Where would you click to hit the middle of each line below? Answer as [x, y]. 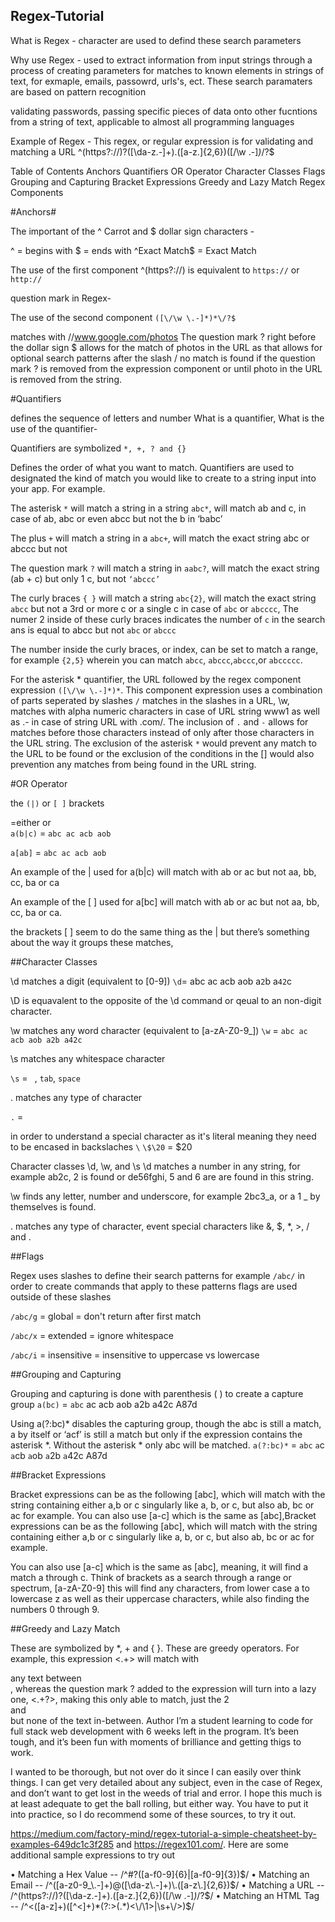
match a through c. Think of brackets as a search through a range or [151, 1577]
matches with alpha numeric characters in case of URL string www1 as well [165, 711]
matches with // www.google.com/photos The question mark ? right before [163, 336]
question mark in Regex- [61, 298]
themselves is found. [53, 1206]
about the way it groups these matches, [92, 942]
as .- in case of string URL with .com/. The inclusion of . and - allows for [159, 721]
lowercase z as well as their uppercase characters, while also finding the [160, 1598]
